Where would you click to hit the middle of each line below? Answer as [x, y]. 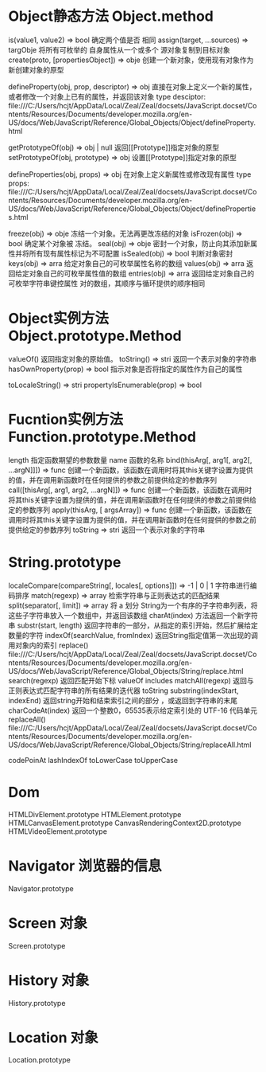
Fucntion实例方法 [66, 420]
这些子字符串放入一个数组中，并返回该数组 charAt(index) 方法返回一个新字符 [133, 615]
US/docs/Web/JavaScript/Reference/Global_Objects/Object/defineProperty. [132, 122]
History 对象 [49, 980]
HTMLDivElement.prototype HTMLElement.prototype [95, 814]
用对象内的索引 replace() [48, 645]
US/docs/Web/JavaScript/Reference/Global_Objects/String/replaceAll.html [130, 745]
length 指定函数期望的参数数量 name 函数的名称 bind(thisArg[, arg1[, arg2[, [130, 460]
